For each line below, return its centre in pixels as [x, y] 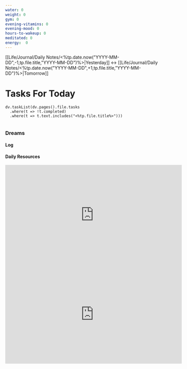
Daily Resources [23, 156]
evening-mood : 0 [22, 29]
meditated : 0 [19, 38]
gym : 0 [12, 19]
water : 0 [14, 10]
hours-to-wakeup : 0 [26, 33]
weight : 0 [16, 15]
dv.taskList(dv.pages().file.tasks [43, 107]
